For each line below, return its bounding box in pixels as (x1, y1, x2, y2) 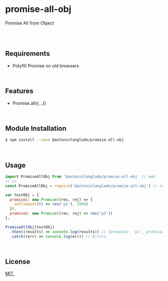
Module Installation (5, 124, 66, 133)
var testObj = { (5, 192, 39, 198)
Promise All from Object (5, 20, 54, 26)
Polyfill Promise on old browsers (12, 62, 79, 68)
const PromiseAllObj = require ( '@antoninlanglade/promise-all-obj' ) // (5, 183, 157, 188)
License (5, 257, 30, 266)
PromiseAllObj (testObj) (5, 225, 55, 230)
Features (5, 87, 33, 95)
